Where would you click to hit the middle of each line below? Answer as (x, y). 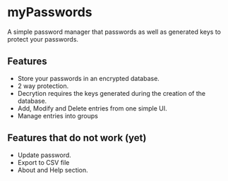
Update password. (44, 155)
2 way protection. (43, 86)
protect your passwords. (43, 39)
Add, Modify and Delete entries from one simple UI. (92, 108)
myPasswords (50, 12)
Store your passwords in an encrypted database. (89, 78)
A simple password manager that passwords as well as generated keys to (114, 32)
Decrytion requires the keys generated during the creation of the (112, 93)
